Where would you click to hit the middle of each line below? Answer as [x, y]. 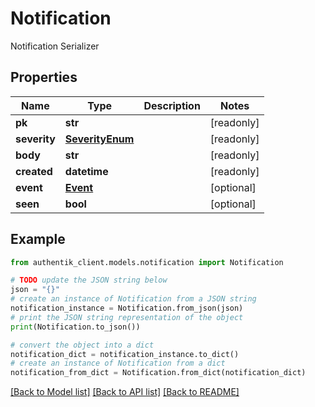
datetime [86, 171]
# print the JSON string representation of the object [127, 317]
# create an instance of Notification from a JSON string [133, 299]
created [34, 171]
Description [172, 105]
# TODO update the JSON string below [89, 280]
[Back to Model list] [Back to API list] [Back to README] [125, 392]
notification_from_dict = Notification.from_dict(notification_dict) [158, 373]
